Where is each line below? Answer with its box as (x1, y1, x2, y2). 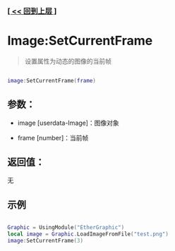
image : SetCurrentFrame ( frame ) (7, 77, 97, 84)
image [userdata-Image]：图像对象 (17, 118, 119, 127)
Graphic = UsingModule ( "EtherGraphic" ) (7, 224, 125, 231)
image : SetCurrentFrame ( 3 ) (7, 237, 83, 244)
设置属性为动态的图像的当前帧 (24, 56, 111, 65)
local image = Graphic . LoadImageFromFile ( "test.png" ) (7, 231, 169, 238)
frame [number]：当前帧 (17, 133, 89, 142)
